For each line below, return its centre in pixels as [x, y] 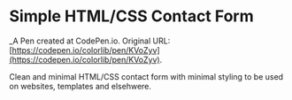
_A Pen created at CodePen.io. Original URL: [90, 41]
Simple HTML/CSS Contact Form [131, 16]
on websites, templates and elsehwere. [81, 86]
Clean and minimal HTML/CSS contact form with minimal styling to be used [146, 76]
